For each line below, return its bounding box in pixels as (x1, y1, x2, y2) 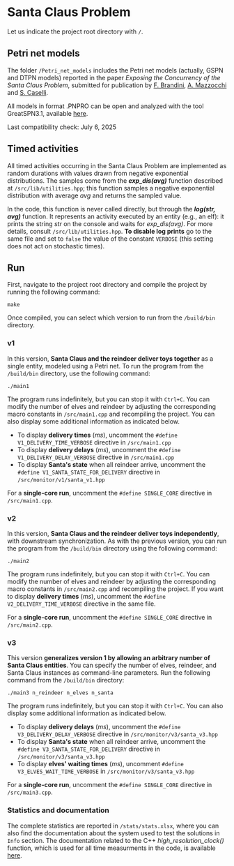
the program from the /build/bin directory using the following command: (7, 544, 217, 552)
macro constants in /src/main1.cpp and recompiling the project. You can (7, 410, 215, 418)
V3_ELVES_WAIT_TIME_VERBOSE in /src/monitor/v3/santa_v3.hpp (17, 767, 195, 775)
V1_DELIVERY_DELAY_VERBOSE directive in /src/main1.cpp (17, 453, 175, 461)
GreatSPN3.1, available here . (7, 109, 88, 117)
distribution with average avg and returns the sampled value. (7, 191, 182, 200)
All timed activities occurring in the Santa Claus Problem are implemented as (7, 161, 227, 170)
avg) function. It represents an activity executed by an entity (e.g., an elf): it (7, 212, 224, 221)
